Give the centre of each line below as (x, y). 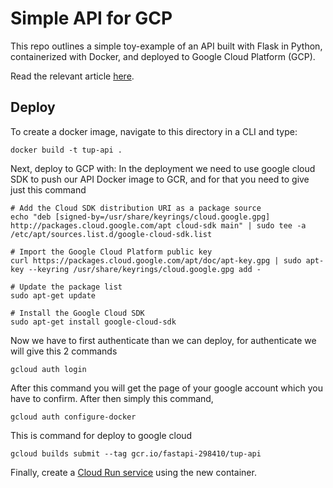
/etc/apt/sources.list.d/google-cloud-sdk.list (111, 234)
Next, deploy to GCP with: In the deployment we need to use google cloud (163, 168)
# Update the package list (66, 287)
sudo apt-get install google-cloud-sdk (93, 322)
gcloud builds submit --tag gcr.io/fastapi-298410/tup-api (136, 453)
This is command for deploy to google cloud (101, 435)
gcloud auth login (48, 369)
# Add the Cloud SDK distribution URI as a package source (136, 208)
